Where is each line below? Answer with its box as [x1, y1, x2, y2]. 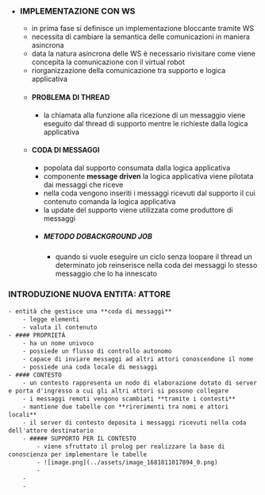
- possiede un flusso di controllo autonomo [22, 347, 172, 355]
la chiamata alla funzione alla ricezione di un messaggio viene [43, 110, 246, 120]
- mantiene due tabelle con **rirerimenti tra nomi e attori [22, 403, 229, 411]
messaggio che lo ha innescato [55, 269, 157, 278]
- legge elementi [22, 315, 80, 323]
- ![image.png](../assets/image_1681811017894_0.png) [36, 458, 218, 466]
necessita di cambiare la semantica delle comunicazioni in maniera [31, 32, 250, 41]
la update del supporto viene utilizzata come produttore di [43, 205, 233, 215]
